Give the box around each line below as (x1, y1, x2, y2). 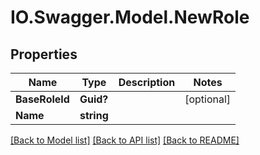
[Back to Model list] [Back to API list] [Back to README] (10, 134, 240, 146)
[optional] (184, 92, 232, 106)
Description (118, 76, 176, 89)
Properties (10, 46, 78, 63)
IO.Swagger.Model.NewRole (10, 6, 250, 29)
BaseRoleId (15, 92, 70, 106)
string (79, 109, 109, 122)
